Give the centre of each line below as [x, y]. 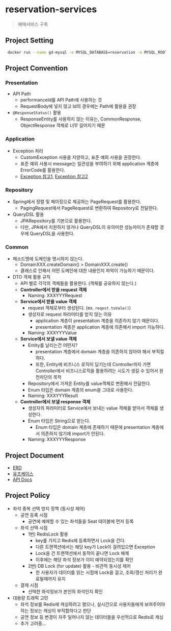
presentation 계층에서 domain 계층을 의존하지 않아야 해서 [93, 352]
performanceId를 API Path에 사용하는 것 [61, 100]
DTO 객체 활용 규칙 [32, 277]
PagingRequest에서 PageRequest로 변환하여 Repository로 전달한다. [89, 208]
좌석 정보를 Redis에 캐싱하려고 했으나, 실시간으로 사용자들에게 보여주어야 [93, 604]
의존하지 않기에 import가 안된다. [73, 434]
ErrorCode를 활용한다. [42, 170]
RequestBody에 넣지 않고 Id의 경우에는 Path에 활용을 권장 [78, 106]
